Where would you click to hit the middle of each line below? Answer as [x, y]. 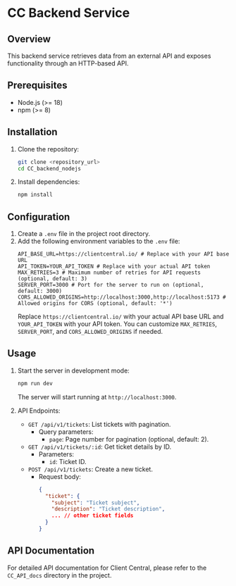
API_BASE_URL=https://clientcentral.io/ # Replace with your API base [123, 254]
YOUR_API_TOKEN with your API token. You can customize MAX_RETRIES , [117, 324]
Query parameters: [66, 432]
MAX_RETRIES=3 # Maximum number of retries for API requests [109, 273]
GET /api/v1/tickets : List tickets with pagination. [99, 424]
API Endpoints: [39, 411]
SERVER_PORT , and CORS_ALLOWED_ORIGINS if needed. [90, 332]
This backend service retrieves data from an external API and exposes [109, 56]
